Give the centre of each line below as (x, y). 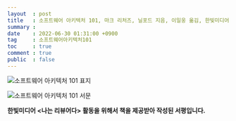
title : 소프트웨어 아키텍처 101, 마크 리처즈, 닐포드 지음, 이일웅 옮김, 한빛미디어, (120, 20)
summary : (22, 27)
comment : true (30, 53)
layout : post (30, 14)
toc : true (30, 46)
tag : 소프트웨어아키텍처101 (50, 40)
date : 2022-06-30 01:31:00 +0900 (63, 33)
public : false (31, 60)
